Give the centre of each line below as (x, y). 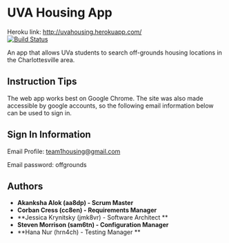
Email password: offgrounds (47, 164)
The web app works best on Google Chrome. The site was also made (105, 98)
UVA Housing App (60, 13)
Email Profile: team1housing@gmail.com (64, 151)
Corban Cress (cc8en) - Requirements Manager (87, 210)
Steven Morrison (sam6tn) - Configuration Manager (93, 225)
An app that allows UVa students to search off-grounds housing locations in (115, 52)
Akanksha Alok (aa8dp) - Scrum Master (75, 203)
